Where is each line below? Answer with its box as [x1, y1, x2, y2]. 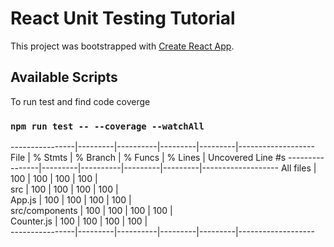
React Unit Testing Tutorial [10, 7, 236, 30]
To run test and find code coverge [10, 95, 151, 107]
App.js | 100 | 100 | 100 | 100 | [10, 194, 132, 206]
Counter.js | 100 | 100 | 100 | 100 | [10, 215, 148, 227]
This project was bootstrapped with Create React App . [10, 40, 235, 52]
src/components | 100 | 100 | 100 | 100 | [10, 205, 173, 217]
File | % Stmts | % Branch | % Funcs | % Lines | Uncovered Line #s [10, 152, 287, 164]
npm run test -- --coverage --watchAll [10, 120, 205, 132]
